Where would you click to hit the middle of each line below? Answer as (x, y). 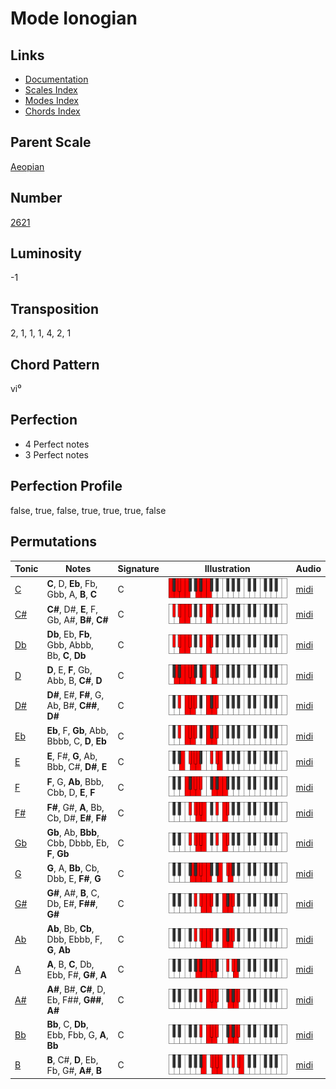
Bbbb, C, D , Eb (76, 741)
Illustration (227, 568)
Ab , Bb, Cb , (70, 928)
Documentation (56, 79)
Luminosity (46, 253)
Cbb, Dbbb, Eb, (78, 843)
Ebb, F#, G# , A (76, 974)
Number (36, 198)
